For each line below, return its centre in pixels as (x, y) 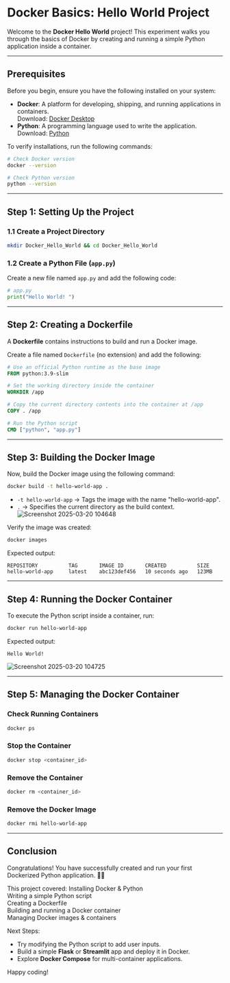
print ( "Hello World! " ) (41, 297)
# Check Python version (41, 178)
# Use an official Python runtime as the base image (84, 367)
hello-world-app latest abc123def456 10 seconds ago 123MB (110, 572)
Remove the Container (45, 777)
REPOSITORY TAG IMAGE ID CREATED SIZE (108, 566)
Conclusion (32, 851)
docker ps (21, 728)
